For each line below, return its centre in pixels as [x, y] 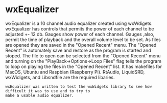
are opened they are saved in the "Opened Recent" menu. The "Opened [81, 45]
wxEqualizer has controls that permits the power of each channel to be [80, 28]
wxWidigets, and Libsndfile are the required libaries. [60, 77]
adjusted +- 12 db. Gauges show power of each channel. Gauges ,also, [80, 34]
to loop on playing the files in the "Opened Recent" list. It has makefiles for [84, 66]
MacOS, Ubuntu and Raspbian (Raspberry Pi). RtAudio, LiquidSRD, [75, 72]
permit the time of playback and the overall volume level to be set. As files [83, 40]
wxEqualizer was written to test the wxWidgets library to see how [79, 87]
